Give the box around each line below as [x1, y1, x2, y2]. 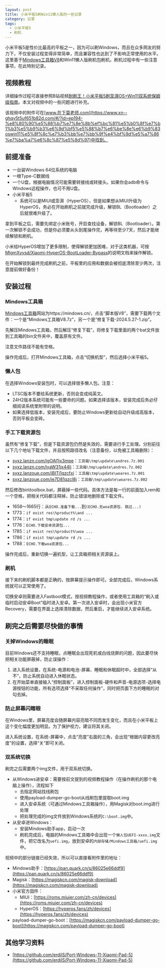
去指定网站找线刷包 [19, 788, 59, 794]
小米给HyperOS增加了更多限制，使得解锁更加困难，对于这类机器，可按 [5, 243, 150, 249]
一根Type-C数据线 [12, 173, 50, 179]
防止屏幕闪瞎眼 [5, 705, 41, 712]
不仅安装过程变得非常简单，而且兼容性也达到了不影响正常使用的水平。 [18, 50, 161, 56]
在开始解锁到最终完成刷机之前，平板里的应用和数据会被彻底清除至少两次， [5, 260, 157, 266]
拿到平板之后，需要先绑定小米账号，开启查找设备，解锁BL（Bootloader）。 [5, 221, 157, 227]
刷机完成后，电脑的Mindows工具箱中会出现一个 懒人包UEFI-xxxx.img [19, 832, 157, 838]
